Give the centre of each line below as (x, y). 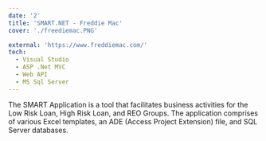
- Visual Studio (42, 60)
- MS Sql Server (42, 82)
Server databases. (39, 130)
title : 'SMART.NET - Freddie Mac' (66, 23)
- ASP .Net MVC (41, 67)
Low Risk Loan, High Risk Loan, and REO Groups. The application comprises (133, 113)
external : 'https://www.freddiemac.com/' (78, 45)
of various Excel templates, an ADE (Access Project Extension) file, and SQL (133, 121)
